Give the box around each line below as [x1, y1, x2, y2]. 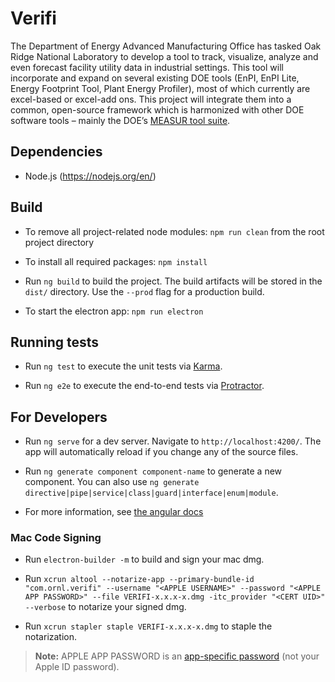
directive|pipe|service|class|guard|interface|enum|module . [24, 487, 279, 499]
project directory [24, 236, 95, 248]
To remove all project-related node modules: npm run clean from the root [24, 225, 325, 237]
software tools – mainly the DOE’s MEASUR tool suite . [10, 114, 231, 126]
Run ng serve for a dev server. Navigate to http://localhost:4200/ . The [24, 435, 322, 447]
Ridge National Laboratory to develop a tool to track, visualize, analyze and [10, 50, 319, 62]
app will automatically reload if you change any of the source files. [24, 446, 299, 458]
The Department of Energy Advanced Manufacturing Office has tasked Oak [10, 40, 322, 52]
